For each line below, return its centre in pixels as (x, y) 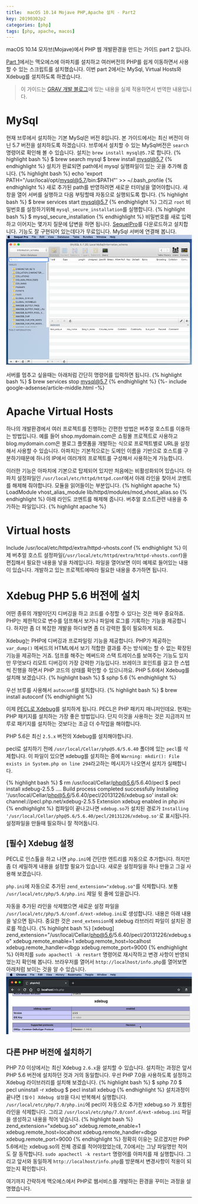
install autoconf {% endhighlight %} (49, 697)
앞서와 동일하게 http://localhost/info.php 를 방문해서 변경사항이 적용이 (101, 1161)
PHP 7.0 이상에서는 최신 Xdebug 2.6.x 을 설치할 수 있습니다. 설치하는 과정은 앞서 (99, 1067)
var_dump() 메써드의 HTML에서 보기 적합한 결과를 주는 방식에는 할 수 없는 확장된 (99, 648)
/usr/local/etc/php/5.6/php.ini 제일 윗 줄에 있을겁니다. (73, 893)
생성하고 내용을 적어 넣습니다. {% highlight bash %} (73, 1119)
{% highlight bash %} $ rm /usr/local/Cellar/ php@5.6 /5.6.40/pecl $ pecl (93, 782)
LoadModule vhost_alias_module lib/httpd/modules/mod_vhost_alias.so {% (97, 492)
